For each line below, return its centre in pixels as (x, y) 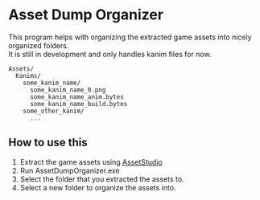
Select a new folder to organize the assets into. (98, 187)
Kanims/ (29, 76)
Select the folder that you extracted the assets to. (102, 179)
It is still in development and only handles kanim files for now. (110, 54)
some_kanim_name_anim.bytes (77, 97)
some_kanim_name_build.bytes (78, 104)
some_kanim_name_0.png (68, 90)
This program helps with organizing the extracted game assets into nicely (130, 37)
